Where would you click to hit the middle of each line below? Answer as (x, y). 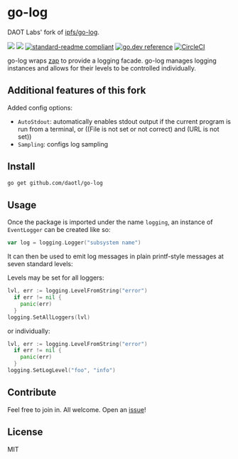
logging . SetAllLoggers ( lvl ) (49, 317)
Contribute (32, 392)
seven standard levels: (40, 264)
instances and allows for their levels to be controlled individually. (102, 68)
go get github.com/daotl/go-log (55, 183)
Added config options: (40, 107)
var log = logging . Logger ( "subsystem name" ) (74, 243)
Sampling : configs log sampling (63, 144)
